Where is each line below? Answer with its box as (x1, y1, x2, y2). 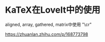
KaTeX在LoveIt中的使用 (5, 4, 101, 16)
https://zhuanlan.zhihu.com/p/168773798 (5, 31, 88, 37)
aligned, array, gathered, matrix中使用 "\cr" (5, 21, 92, 27)
